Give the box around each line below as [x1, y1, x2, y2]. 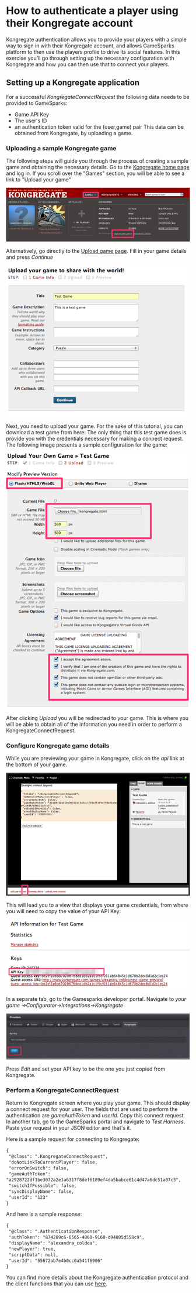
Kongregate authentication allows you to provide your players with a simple [6, 36, 187, 43]
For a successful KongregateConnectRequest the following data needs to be [6, 93, 190, 100]
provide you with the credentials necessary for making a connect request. [6, 435, 184, 442]
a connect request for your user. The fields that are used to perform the [6, 1106, 178, 1113]
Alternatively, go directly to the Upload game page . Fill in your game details [6, 248, 187, 255]
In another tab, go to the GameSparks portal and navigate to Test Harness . [6, 1118, 185, 1125]
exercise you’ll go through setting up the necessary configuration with [6, 54, 175, 61]
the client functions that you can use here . [6, 1280, 108, 1287]
